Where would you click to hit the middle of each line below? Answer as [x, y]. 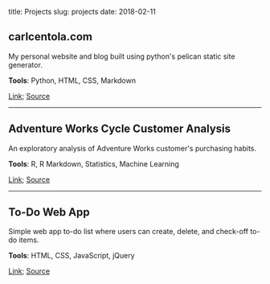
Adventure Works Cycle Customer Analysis [120, 129]
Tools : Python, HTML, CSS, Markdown [72, 80]
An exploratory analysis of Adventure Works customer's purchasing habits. [133, 148]
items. [29, 240]
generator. [25, 64]
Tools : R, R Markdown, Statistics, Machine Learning [94, 163]
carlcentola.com [50, 37]
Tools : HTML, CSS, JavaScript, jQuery [72, 256]
